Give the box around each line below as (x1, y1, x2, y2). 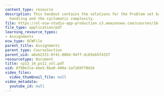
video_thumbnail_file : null (9, 75, 67, 80)
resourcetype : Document (5, 57, 54, 62)
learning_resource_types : (5, 30, 58, 34)
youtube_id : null (9, 83, 45, 89)
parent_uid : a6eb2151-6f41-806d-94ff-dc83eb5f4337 (5, 52, 110, 57)
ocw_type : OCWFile (5, 39, 42, 44)
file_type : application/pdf (5, 25, 62, 30)
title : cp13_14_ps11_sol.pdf (5, 61, 64, 66)
